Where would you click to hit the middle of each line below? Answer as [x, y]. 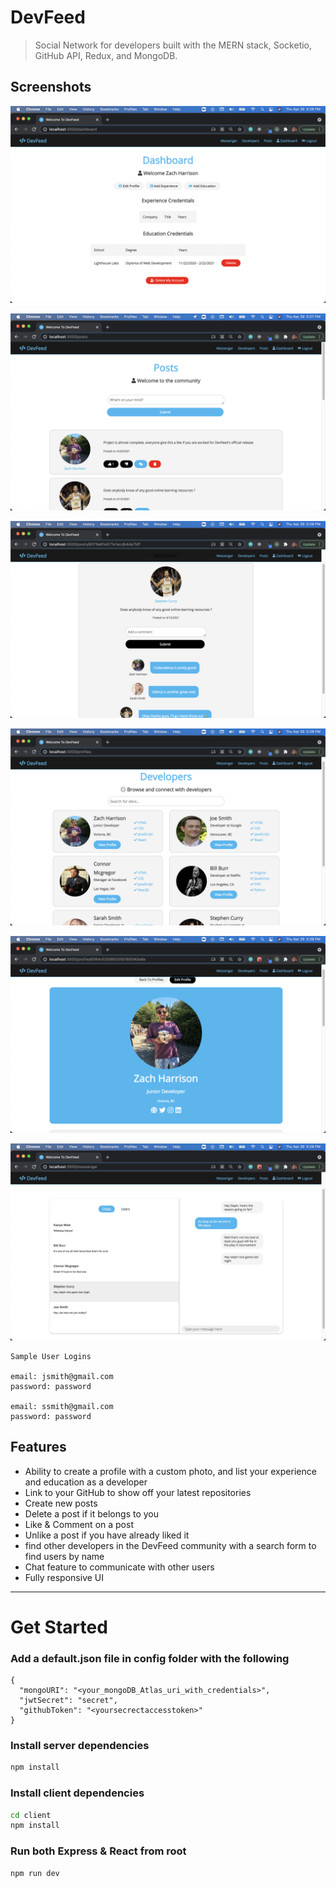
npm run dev [35, 1873]
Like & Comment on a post [79, 1524]
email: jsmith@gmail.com [62, 1376]
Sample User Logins [51, 1356]
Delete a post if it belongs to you [91, 1513]
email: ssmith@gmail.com [62, 1406]
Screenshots [51, 87]
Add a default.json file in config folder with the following [150, 1658]
